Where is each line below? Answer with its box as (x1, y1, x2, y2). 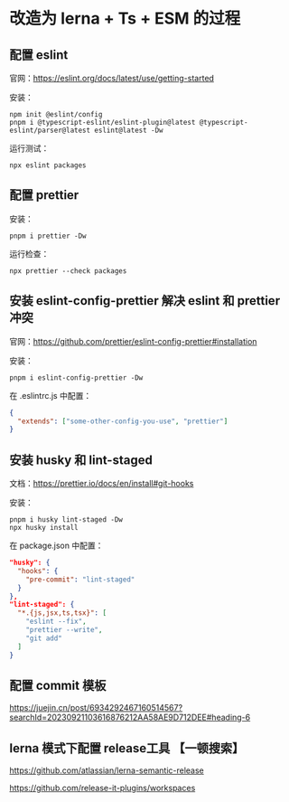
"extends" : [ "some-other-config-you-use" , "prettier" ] (17, 417, 228, 426)
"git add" (25, 634, 63, 643)
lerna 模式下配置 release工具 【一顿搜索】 (9, 741, 245, 756)
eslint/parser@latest (9, 126, 91, 135)
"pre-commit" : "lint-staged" (25, 575, 135, 584)
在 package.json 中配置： (9, 540, 104, 552)
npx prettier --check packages (9, 266, 127, 276)
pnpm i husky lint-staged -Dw (9, 515, 124, 524)
